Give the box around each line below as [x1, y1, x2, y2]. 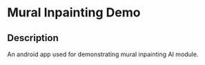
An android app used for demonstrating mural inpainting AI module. [7, 50, 199, 58]
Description [7, 32, 59, 44]
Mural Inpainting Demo [7, 5, 141, 21]
